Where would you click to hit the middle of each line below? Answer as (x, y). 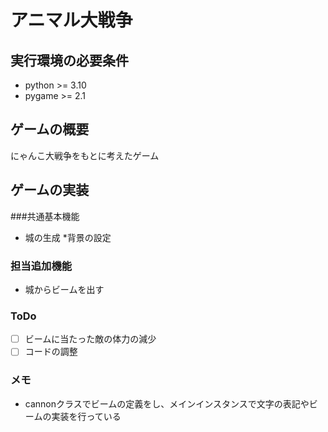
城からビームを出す (64, 289)
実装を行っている (86, 416)
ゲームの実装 (50, 190)
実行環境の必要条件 (69, 60)
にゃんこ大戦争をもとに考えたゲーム (85, 155)
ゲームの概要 (50, 129)
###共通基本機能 (45, 216)
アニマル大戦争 (71, 20)
